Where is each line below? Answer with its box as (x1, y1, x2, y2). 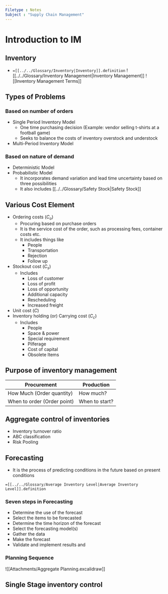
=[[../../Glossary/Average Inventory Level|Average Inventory (5, 482, 138, 487)
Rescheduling (27, 296, 56, 303)
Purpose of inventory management (5, 366, 117, 375)
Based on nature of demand (5, 153, 74, 160)
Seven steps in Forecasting (5, 498, 73, 505)
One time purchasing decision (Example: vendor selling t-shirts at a (20, 125, 159, 131)
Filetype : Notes (5, 7, 42, 13)
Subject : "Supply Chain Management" (5, 12, 85, 17)
